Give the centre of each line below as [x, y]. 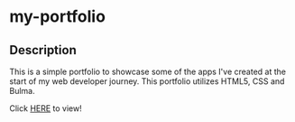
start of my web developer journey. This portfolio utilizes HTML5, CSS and [147, 81]
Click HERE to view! [46, 108]
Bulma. [22, 91]
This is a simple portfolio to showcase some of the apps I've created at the [148, 71]
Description [43, 50]
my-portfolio [58, 17]
